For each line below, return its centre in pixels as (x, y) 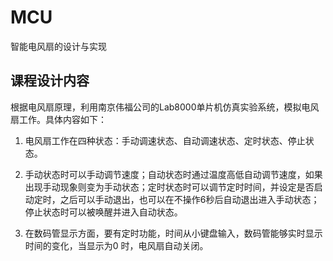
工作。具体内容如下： (62, 119)
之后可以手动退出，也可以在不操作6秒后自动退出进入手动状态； (189, 199)
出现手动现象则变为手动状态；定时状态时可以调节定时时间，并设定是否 (169, 187)
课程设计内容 (50, 81)
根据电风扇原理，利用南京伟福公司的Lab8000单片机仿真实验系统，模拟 (156, 107)
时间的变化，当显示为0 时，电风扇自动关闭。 (116, 245)
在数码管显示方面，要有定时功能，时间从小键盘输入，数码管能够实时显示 (173, 233)
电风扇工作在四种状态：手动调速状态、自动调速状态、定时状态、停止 (165, 140)
